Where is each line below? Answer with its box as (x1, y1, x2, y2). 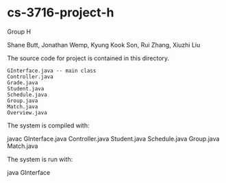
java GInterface (7, 168, 51, 176)
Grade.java (7, 79, 38, 86)
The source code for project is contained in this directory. (7, 53, 170, 62)
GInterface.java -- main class (7, 67, 97, 74)
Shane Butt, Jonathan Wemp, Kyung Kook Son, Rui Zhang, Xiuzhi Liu (7, 40, 201, 49)
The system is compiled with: (7, 121, 90, 130)
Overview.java (7, 109, 48, 116)
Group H (7, 27, 32, 36)
